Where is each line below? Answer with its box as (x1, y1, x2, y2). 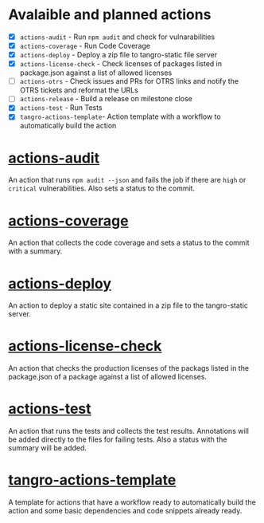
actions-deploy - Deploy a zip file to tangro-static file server (19, 50, 217, 60)
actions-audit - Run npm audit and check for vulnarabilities (19, 32, 215, 41)
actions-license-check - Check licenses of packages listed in (19, 59, 223, 69)
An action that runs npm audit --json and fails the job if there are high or (8, 175, 247, 185)
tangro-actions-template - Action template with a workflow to (19, 112, 221, 121)
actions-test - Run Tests (19, 103, 103, 112)
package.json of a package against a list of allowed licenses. (8, 372, 208, 382)
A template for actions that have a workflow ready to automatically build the (8, 497, 256, 507)
